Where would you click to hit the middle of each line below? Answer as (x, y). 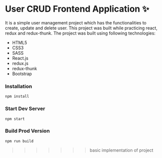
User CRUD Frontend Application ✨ (77, 9)
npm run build (19, 141)
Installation (19, 86)
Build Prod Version (27, 131)
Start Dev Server (25, 109)
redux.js (20, 63)
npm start (15, 119)
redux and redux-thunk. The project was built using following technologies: (80, 33)
